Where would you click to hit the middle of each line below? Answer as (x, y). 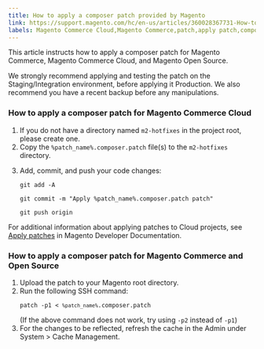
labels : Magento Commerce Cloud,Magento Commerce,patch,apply (112, 30)
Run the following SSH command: (73, 291)
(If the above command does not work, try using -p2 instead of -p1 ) (128, 320)
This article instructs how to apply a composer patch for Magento (114, 53)
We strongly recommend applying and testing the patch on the (109, 76)
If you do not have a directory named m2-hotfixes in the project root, (130, 130)
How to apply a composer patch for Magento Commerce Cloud (130, 113)
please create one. (50, 138)
